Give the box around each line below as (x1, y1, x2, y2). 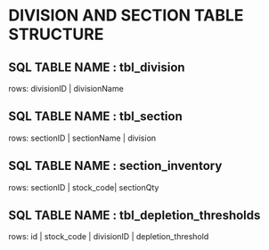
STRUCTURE (8, 24, 104, 44)
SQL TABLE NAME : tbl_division (8, 60, 185, 75)
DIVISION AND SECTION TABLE (8, 5, 244, 26)
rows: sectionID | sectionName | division (8, 133, 157, 143)
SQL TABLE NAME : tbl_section (8, 109, 183, 125)
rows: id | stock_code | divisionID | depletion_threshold (8, 231, 209, 242)
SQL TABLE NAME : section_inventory (8, 158, 223, 173)
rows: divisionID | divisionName (8, 84, 124, 93)
